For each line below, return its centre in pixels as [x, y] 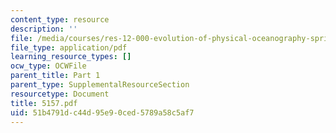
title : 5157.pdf [44, 103]
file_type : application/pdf [69, 47]
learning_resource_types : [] [71, 57]
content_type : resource [60, 19]
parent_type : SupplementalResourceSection [100, 85]
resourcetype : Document [60, 94]
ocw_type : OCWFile [48, 66]
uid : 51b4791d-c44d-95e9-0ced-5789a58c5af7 [102, 112]
